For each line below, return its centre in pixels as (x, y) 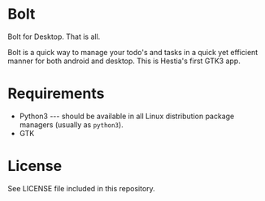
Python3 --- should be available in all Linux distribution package (127, 116)
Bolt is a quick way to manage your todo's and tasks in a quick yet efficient (133, 52)
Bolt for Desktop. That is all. (54, 36)
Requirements (56, 94)
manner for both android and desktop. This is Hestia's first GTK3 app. (124, 61)
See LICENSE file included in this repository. (81, 188)
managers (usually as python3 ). (71, 124)
